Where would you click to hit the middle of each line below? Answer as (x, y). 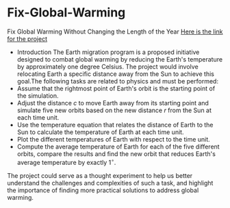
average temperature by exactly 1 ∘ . (66, 161)
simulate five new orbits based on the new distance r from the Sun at (114, 110)
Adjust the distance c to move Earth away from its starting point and (113, 103)
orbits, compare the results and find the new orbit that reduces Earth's (116, 154)
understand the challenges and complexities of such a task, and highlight (110, 183)
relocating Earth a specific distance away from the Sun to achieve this (115, 74)
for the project (27, 38)
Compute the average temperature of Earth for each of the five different (118, 146)
